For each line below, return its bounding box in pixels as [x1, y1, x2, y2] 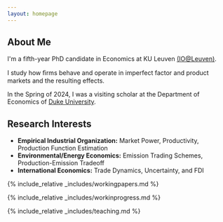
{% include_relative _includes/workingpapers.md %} [7, 180, 159, 188]
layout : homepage [7, 10, 58, 18]
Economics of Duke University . [7, 97, 96, 106]
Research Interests [7, 118, 92, 130]
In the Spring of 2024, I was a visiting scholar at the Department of [7, 90, 200, 99]
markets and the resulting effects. [7, 76, 105, 85]
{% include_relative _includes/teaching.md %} [7, 207, 141, 216]
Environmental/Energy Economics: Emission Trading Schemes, [17, 151, 203, 160]
